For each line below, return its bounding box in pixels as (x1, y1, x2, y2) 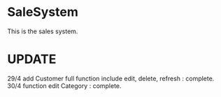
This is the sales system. (7, 27, 78, 35)
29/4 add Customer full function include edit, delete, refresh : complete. (7, 74, 215, 82)
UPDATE (7, 51, 57, 67)
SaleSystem (7, 4, 78, 20)
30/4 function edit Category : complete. (7, 81, 122, 90)
